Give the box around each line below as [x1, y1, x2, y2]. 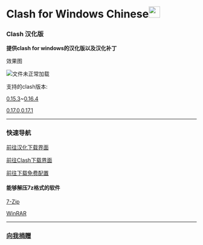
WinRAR [6, 209, 27, 217]
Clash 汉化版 [6, 30, 44, 39]
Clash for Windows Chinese [6, 7, 149, 21]
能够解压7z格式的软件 [6, 184, 60, 191]
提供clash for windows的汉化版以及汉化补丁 [6, 45, 117, 52]
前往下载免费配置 [6, 169, 49, 176]
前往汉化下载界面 [6, 144, 49, 151]
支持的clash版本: [6, 83, 48, 91]
